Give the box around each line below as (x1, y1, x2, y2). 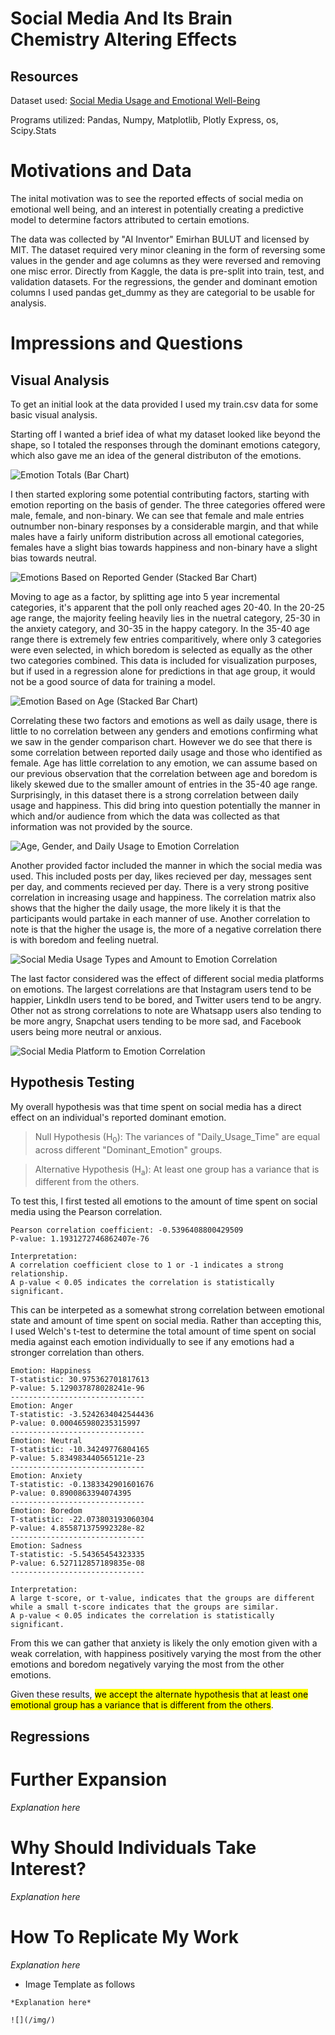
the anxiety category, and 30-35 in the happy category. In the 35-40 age (10, 622, 310, 634)
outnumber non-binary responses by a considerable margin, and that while (10, 520, 319, 532)
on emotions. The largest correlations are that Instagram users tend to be (10, 983, 312, 995)
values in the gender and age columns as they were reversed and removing (10, 254, 322, 266)
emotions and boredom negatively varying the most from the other (10, 1658, 285, 1671)
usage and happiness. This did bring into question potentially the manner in (10, 799, 321, 811)
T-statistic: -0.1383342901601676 (10, 1480, 155, 1490)
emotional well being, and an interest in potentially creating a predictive (10, 203, 304, 215)
